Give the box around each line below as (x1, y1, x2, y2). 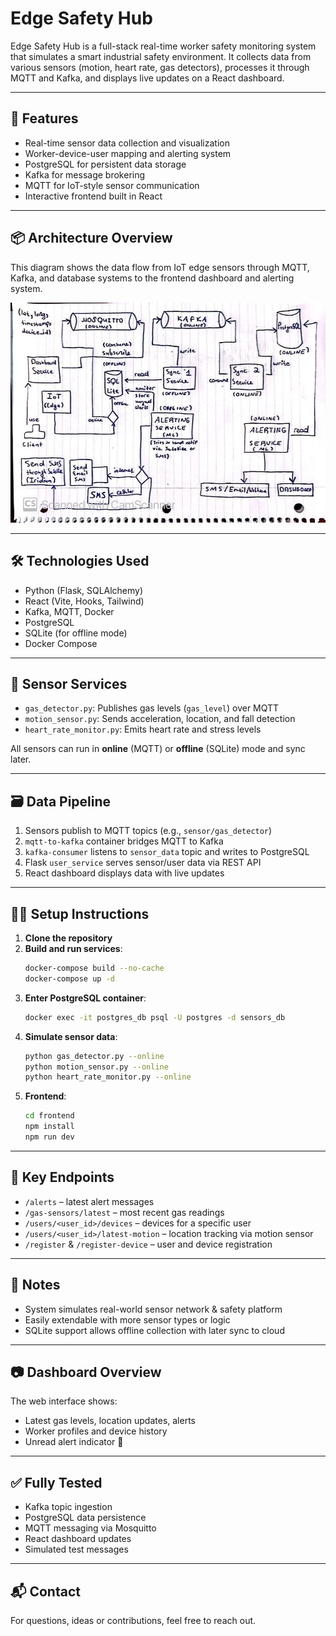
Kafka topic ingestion (24, 1501, 113, 1513)
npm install (24, 1122, 75, 1132)
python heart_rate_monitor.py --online (24, 1072, 192, 1082)
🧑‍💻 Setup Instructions (10, 905, 150, 922)
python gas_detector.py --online (24, 1051, 165, 1061)
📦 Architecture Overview (10, 230, 173, 247)
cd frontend (24, 1111, 75, 1121)
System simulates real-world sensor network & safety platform (24, 1303, 283, 1315)
